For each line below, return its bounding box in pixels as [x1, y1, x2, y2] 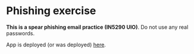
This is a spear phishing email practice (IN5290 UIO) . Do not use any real [6, 23, 189, 31]
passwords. [6, 29, 35, 36]
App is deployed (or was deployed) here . [6, 41, 106, 48]
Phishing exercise [6, 4, 96, 18]
